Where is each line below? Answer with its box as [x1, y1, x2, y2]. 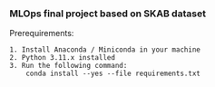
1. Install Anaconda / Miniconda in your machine [9, 45, 201, 54]
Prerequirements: [9, 28, 74, 39]
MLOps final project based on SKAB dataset [9, 7, 207, 20]
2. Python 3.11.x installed [9, 53, 116, 63]
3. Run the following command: [9, 62, 128, 71]
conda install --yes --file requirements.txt [25, 69, 201, 79]
